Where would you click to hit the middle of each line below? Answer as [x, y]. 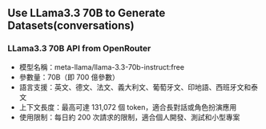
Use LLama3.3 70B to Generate [87, 13]
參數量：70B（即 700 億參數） [69, 77]
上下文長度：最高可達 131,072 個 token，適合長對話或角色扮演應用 [128, 107]
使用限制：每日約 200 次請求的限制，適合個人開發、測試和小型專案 [129, 117]
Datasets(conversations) [71, 26]
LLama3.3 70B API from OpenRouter [79, 49]
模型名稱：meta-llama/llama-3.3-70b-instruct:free [102, 67]
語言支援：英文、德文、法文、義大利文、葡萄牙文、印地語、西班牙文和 [135, 87]
